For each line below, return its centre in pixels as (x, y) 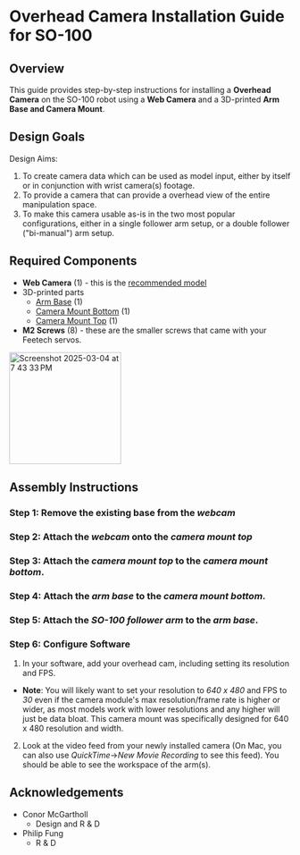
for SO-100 (51, 35)
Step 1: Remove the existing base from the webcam (122, 512)
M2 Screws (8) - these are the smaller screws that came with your (144, 330)
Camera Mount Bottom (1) (83, 311)
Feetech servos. (52, 339)
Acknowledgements (67, 793)
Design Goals (47, 137)
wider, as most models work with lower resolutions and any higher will (151, 709)
